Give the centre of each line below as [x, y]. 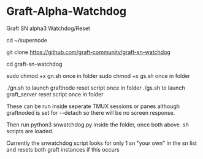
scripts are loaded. [30, 131]
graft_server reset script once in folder [55, 94]
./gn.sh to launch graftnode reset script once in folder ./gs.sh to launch [96, 88]
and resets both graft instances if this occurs [63, 149]
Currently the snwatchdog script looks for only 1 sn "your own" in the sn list [102, 143]
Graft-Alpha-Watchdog [67, 11]
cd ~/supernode [27, 40]
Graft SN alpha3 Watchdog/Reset [48, 28]
